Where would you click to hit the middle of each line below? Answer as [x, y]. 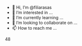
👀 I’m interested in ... [32, 12]
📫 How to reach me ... [34, 28]
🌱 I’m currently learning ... [38, 17]
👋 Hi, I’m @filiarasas [32, 7]
